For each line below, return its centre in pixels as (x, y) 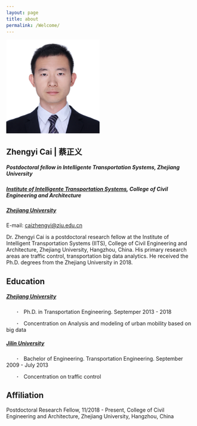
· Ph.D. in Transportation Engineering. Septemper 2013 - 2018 (94, 312)
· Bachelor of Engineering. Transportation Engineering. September (100, 358)
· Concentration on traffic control (59, 376)
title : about (22, 19)
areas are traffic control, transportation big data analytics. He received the (97, 256)
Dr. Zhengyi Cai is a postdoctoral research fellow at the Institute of (87, 237)
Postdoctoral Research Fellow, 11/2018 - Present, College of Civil (85, 410)
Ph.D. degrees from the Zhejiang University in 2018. (70, 262)
